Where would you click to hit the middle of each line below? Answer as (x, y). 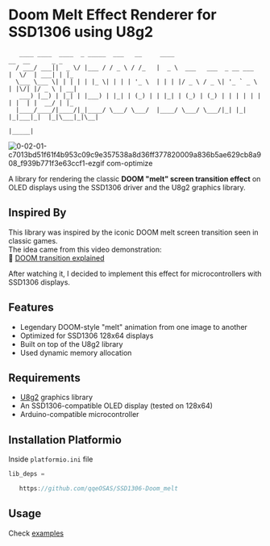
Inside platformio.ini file (51, 459)
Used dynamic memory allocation (76, 352)
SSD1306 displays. (39, 282)
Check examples (36, 533)
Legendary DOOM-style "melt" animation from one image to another (134, 327)
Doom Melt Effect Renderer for (112, 15)
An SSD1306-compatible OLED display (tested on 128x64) (116, 406)
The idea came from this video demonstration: (85, 249)
